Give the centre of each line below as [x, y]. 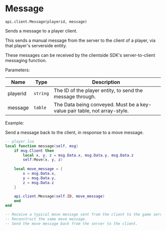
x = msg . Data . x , [40, 174]
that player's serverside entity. [36, 45]
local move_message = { [39, 169]
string [41, 93]
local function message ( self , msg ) [42, 146]
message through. [75, 97]
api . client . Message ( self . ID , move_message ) [60, 197]
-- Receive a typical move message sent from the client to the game [78, 215]
